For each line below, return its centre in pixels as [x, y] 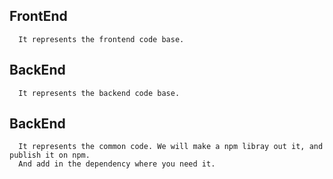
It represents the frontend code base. [101, 39]
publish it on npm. [50, 155]
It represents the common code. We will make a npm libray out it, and [171, 147]
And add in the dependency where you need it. [117, 164]
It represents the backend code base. [99, 93]
